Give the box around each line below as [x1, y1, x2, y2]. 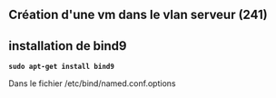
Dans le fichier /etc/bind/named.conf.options [8, 78, 176, 89]
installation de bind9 [8, 38, 127, 54]
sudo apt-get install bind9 [8, 63, 115, 72]
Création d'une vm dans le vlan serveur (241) [8, 7, 269, 23]
